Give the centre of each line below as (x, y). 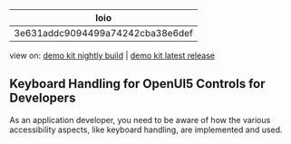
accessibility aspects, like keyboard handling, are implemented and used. (146, 130)
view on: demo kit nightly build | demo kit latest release (112, 55)
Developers (43, 98)
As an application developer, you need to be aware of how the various (140, 120)
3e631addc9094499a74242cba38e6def (103, 33)
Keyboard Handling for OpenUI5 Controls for (137, 84)
